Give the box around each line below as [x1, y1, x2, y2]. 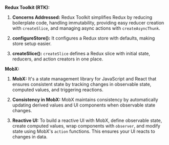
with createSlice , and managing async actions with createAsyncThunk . [12, 25, 161, 31]
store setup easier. [12, 40, 52, 47]
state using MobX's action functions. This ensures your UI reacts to [12, 128, 156, 134]
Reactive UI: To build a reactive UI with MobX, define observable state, [12, 117, 162, 123]
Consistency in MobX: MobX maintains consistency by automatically [12, 97, 158, 102]
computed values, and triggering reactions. [12, 87, 103, 93]
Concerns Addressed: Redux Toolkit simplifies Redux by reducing [12, 14, 153, 20]
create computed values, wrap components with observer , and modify [12, 123, 161, 129]
